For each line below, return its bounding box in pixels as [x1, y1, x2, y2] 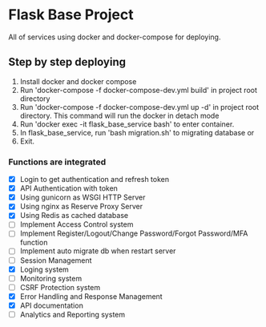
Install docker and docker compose [19, 76, 137, 86]
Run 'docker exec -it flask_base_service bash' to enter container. [19, 119, 235, 129]
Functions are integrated [8, 156, 107, 168]
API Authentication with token [19, 184, 119, 193]
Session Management [19, 255, 92, 265]
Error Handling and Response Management [19, 291, 163, 301]
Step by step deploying [8, 55, 127, 69]
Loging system [19, 264, 70, 274]
